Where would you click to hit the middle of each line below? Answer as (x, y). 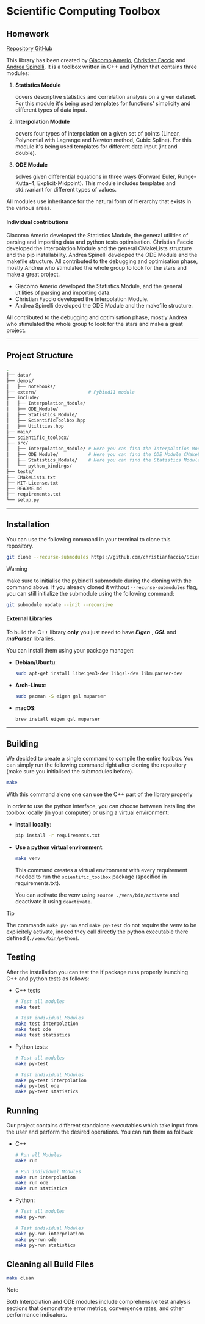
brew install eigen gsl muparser (58, 719)
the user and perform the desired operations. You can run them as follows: (100, 1132)
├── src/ (17, 443)
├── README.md (24, 489)
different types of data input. (51, 110)
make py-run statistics (45, 1245)
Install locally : (33, 825)
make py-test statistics (47, 1092)
